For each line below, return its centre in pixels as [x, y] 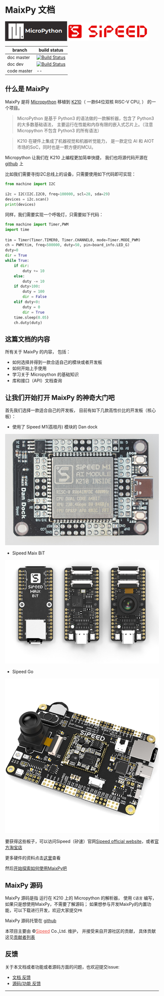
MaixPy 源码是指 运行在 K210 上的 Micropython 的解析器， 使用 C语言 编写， [81, 898]
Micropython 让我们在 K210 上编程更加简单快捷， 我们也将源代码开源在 [76, 157]
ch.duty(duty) [28, 323]
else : [20, 276]
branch [20, 50]
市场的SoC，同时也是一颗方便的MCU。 [56, 147]
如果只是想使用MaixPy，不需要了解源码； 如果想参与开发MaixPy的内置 [76, 904]
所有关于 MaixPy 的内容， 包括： [38, 352]
